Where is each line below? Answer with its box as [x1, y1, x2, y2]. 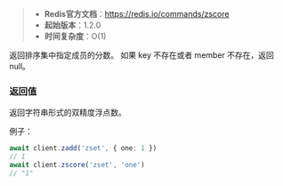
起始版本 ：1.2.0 [44, 20, 101, 30]
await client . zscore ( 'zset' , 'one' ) [9, 160, 145, 170]
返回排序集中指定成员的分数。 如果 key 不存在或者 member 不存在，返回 [9, 50, 274, 61]
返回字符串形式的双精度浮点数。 [9, 107, 126, 118]
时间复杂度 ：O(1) [44, 31, 107, 41]
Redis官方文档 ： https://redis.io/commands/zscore [44, 9, 230, 19]
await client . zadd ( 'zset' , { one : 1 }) [9, 144, 158, 153]
